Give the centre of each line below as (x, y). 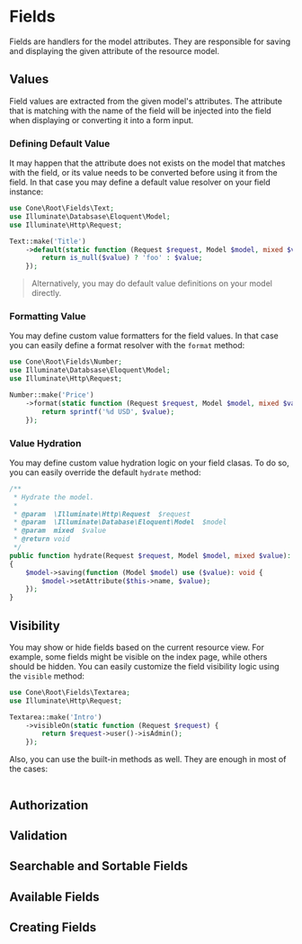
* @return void (41, 539)
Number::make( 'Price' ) (52, 395)
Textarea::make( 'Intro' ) (56, 717)
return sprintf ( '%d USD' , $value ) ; (108, 411)
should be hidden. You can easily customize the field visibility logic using (145, 666)
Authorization (49, 805)
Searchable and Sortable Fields (99, 866)
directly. (46, 293)
